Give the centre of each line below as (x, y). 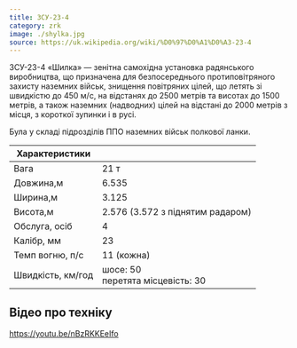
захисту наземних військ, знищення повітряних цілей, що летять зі (136, 86)
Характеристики (54, 154)
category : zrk (35, 26)
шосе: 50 (121, 270)
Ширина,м (36, 198)
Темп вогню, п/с (49, 256)
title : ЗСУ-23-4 (39, 17)
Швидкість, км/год (54, 275)
